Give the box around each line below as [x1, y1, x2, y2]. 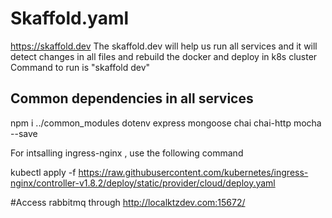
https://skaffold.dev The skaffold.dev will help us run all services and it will [10, 40, 318, 52]
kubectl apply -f [10, 166, 77, 178]
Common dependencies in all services [10, 90, 254, 107]
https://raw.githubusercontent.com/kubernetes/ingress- [78, 166, 309, 178]
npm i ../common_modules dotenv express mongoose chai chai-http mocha [10, 117, 322, 129]
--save [10, 127, 38, 139]
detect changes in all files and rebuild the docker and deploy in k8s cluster [10, 50, 318, 62]
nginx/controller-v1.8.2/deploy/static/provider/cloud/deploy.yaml [10, 177, 276, 189]
